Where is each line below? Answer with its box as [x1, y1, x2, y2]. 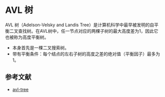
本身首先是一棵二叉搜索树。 [12, 45, 69, 50]
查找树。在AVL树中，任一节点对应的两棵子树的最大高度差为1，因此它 [18, 28, 159, 34]
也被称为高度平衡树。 [5, 34, 49, 40]
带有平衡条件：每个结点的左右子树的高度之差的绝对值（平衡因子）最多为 [12, 50, 160, 57]
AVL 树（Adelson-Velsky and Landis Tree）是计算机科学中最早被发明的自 [5, 22, 155, 28]
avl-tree [12, 86, 29, 92]
